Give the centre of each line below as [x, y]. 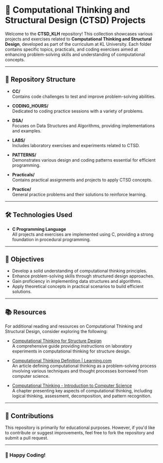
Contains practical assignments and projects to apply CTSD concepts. [82, 180]
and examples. [27, 130]
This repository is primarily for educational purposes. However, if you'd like [80, 427]
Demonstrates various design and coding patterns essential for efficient [84, 160]
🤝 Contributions [29, 416]
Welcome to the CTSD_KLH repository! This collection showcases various [79, 34]
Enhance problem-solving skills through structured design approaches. [83, 276]
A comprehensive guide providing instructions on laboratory [72, 346]
